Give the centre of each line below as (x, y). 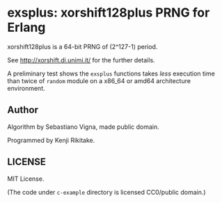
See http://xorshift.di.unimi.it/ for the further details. (81, 60)
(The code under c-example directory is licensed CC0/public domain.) (107, 192)
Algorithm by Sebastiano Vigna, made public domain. (83, 127)
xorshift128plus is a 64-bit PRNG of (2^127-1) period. (82, 46)
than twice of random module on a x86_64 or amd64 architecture (99, 80)
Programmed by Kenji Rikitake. (51, 140)
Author (23, 110)
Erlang (26, 27)
